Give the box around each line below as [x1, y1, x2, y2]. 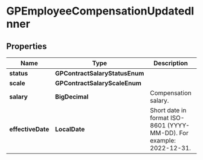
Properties [6, 41, 47, 51]
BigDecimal [55, 92, 89, 101]
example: [150, 136, 176, 144]
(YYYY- [167, 121, 190, 129]
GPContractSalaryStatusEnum [55, 69, 144, 77]
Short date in [150, 106, 187, 114]
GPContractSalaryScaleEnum [55, 79, 142, 87]
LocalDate [55, 125, 85, 133]
